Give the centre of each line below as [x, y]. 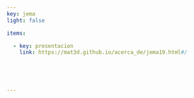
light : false [26, 20]
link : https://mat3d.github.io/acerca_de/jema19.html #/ [104, 53]
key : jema [21, 14]
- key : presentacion [43, 46]
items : [16, 33]
